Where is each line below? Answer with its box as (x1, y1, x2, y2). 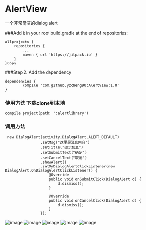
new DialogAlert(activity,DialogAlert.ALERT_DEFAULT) (7, 134, 120, 140)
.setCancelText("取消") (40, 155, 87, 160)
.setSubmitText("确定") (40, 150, 87, 155)
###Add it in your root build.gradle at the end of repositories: (5, 30, 128, 36)
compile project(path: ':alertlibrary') (5, 111, 89, 116)
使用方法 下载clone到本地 (5, 99, 65, 106)
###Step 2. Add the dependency (5, 69, 72, 75)
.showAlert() (40, 160, 67, 165)
